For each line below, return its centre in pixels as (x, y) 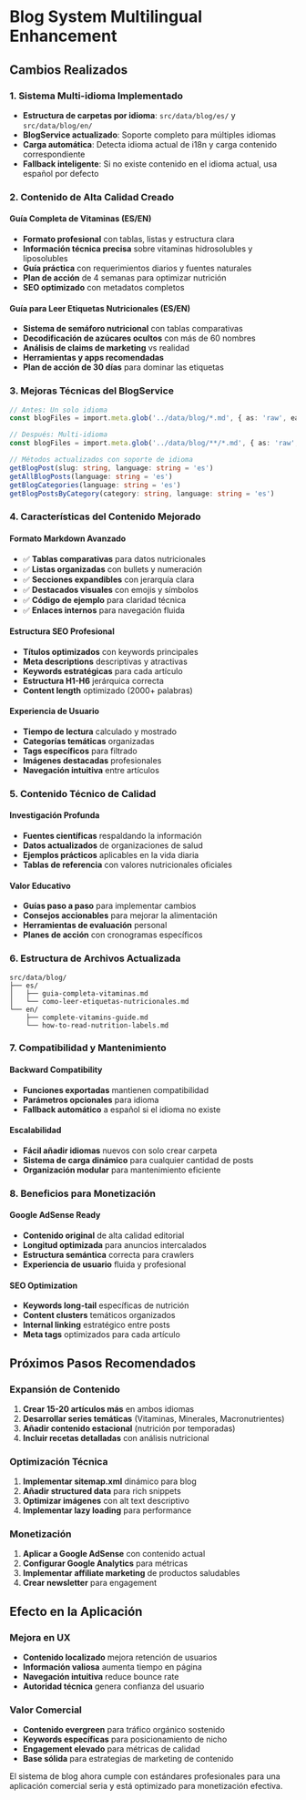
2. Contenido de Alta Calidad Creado (92, 197)
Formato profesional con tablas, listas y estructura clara (128, 239)
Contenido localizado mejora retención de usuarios (120, 1657)
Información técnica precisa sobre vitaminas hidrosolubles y (138, 249)
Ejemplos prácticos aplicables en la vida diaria (111, 855)
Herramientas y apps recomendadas (93, 358)
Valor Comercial (46, 1710)
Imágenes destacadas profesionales (92, 760)
